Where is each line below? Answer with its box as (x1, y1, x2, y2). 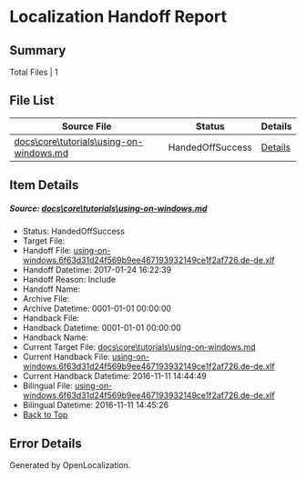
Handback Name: (22, 332, 88, 343)
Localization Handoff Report (9, 6, 228, 27)
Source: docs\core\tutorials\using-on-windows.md (9, 203, 208, 214)
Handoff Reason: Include (22, 274, 117, 285)
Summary (9, 43, 66, 58)
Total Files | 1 (9, 66, 58, 77)
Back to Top (22, 409, 68, 420)
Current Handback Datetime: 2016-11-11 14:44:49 (22, 371, 207, 382)
